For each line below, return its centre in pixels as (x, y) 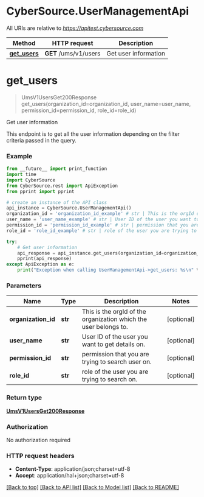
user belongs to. (105, 327)
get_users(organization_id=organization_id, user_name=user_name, (106, 104)
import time (21, 175)
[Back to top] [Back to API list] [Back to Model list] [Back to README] (93, 487)
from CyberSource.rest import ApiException (62, 186)
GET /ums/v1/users (73, 53)
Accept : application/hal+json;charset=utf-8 (70, 476)
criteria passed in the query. (42, 140)
